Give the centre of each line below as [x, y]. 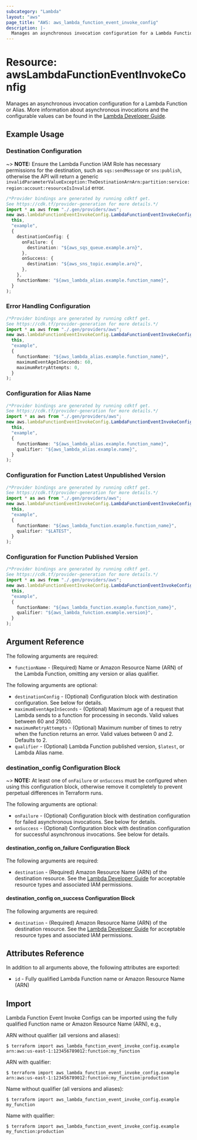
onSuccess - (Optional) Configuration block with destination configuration [102, 828]
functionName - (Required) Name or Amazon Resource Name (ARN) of [98, 667]
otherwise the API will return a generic [52, 176]
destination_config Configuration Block [63, 767]
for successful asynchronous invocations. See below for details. [92, 834]
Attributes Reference [45, 953]
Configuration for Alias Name [49, 394]
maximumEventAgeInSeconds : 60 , [55, 362]
